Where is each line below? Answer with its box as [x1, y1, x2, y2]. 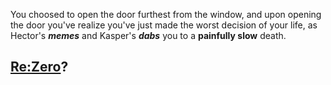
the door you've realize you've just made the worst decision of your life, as [10, 19, 318, 31]
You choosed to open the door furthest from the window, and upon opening [10, 9, 322, 20]
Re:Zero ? [10, 59, 69, 76]
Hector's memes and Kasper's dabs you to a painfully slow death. [10, 30, 287, 41]
